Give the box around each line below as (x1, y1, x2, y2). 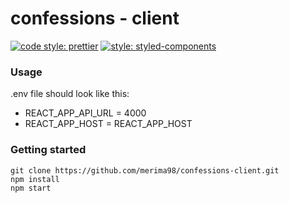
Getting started (10, 143, 87, 157)
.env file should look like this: (10, 88, 130, 100)
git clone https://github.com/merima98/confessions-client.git (10, 165, 280, 176)
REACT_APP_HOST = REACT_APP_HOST (24, 118, 193, 130)
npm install (10, 174, 60, 184)
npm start (10, 183, 52, 193)
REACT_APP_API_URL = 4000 (24, 107, 147, 119)
